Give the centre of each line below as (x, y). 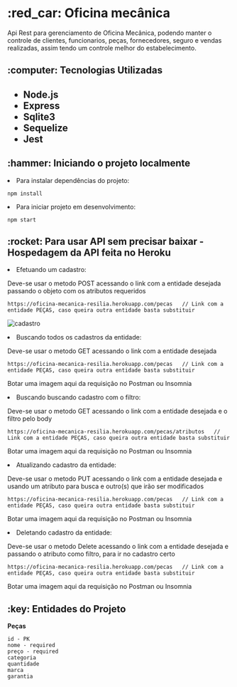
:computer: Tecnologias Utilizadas (85, 70)
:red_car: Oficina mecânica (89, 13)
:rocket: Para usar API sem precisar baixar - (106, 241)
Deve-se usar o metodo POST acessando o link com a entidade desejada (114, 283)
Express (42, 106)
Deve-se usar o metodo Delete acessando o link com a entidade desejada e (118, 547)
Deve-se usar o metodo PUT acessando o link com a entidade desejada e (115, 479)
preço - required (33, 652)
